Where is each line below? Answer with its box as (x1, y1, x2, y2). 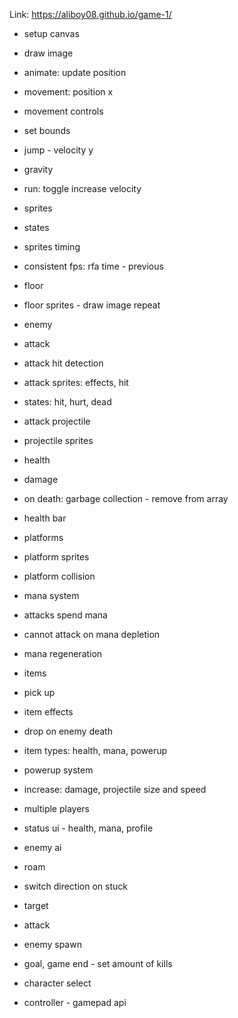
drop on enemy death (23, 725, 113, 737)
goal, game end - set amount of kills (23, 958, 173, 969)
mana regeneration (23, 648, 103, 659)
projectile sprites (23, 435, 94, 446)
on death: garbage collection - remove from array (23, 493, 229, 504)
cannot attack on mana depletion (23, 629, 161, 640)
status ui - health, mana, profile (23, 822, 154, 834)
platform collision (23, 570, 96, 582)
